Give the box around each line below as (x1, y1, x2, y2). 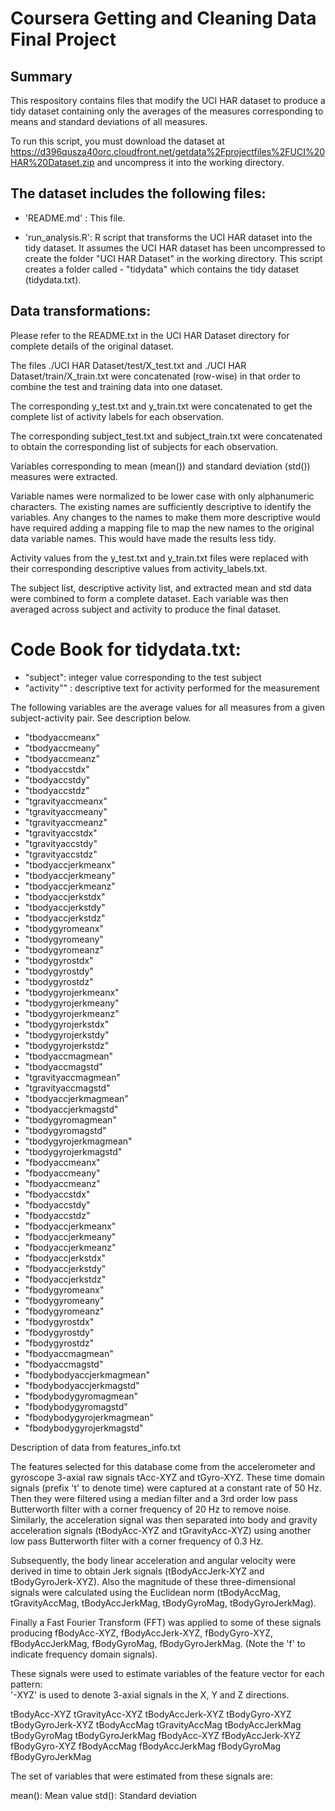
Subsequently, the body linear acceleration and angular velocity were (10, 1554, 297, 1566)
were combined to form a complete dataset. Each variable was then (10, 592, 289, 604)
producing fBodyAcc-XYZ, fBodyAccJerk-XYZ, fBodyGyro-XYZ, (10, 1627, 274, 1639)
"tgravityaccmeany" (24, 805, 108, 817)
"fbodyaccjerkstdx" (24, 1252, 107, 1264)
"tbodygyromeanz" (24, 943, 104, 956)
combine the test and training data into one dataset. (10, 380, 223, 392)
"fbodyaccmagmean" (24, 1347, 114, 1359)
